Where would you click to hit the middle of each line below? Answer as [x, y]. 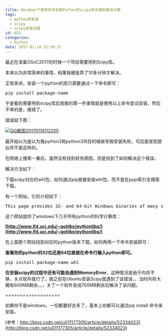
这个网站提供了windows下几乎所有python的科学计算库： [63, 216]
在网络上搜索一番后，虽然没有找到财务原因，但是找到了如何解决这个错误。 [82, 158]
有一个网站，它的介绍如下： [34, 196]
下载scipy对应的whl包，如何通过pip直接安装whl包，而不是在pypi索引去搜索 [82, 179]
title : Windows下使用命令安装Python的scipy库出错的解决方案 [63, 10]
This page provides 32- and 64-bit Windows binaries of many [82, 206]
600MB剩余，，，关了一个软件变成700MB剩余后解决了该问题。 [77, 285]
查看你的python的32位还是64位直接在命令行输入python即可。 [70, 252]
